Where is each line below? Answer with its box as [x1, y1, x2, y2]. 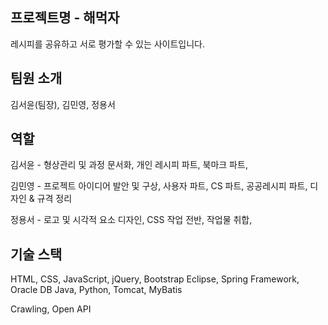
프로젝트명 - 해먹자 [10, 9, 120, 27]
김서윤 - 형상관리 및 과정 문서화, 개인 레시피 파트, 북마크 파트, [10, 159, 248, 171]
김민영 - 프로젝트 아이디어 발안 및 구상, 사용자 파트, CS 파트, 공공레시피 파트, [10, 180, 308, 192]
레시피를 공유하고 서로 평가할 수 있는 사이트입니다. [10, 38, 206, 50]
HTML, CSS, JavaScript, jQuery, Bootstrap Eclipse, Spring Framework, [10, 273, 300, 285]
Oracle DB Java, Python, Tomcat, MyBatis [10, 284, 183, 296]
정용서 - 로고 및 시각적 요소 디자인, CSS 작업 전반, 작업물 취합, [10, 214, 253, 226]
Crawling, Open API [10, 303, 92, 315]
